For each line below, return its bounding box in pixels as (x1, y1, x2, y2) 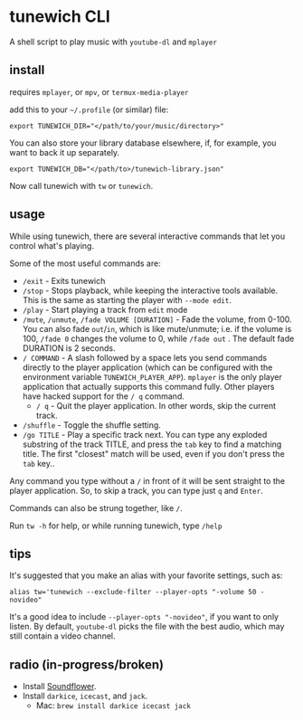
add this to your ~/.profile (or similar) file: (9, 104, 169, 115)
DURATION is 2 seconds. (22, 342, 116, 354)
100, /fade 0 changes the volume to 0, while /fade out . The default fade (22, 333, 295, 344)
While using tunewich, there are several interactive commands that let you (9, 231, 286, 242)
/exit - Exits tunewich (22, 275, 106, 286)
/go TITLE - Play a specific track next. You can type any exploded (22, 429, 268, 440)
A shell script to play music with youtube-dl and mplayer (9, 36, 217, 47)
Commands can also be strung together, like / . (9, 502, 183, 513)
